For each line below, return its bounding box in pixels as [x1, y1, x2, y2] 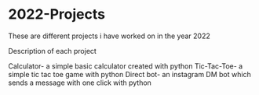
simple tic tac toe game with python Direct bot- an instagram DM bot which [8, 69, 251, 79]
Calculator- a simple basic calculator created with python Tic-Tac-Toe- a [8, 61, 243, 71]
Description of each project [8, 46, 97, 55]
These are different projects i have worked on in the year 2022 [8, 31, 210, 40]
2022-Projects [8, 5, 106, 23]
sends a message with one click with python [8, 78, 151, 87]
